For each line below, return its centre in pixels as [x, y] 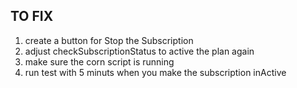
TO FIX [32, 16]
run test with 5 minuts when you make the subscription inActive [155, 72]
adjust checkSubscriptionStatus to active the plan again [139, 51]
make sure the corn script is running [99, 61]
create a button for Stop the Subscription [109, 40]
